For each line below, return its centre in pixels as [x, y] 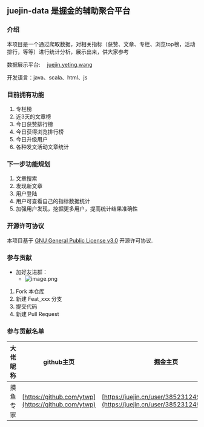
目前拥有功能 [26, 95]
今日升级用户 [31, 139]
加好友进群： [31, 272]
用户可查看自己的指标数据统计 [53, 201]
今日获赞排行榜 [34, 124]
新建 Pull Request [37, 314]
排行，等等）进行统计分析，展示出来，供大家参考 [68, 52]
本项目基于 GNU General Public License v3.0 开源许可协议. [80, 240]
